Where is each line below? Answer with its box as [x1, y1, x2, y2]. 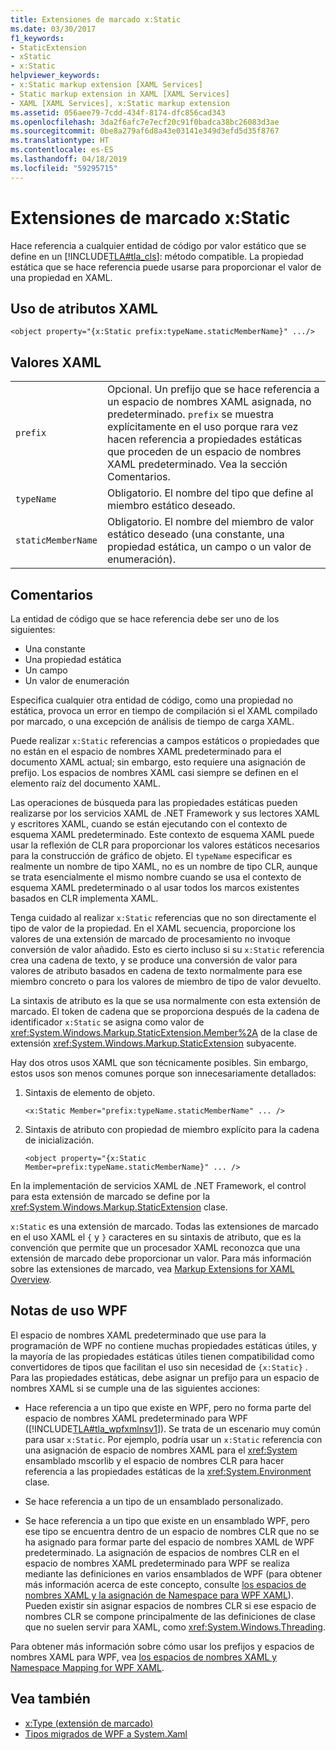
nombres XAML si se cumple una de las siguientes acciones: [10, 1382, 261, 1394]
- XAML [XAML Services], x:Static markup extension [10, 98, 230, 108]
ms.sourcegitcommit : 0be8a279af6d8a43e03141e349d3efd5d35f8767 [10, 126, 280, 136]
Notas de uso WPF [10, 1302, 128, 1320]
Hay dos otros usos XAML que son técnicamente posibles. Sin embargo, [10, 1057, 309, 1068]
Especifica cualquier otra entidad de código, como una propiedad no [10, 694, 294, 706]
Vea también [10, 1691, 91, 1708]
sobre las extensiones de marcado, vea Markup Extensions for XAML [10, 1263, 295, 1275]
